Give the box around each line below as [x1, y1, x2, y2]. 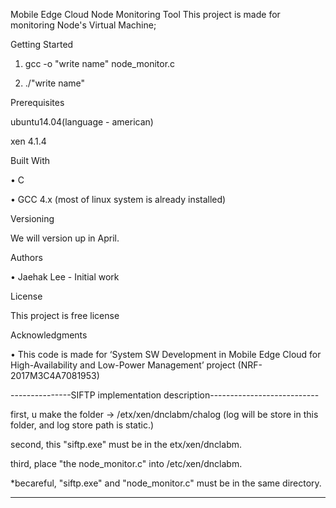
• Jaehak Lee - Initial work [10, 271, 120, 283]
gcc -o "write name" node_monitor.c [24, 58, 176, 69]
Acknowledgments [10, 329, 88, 341]
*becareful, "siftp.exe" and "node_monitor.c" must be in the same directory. [10, 477, 322, 489]
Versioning [10, 213, 55, 224]
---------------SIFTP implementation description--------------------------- [10, 389, 320, 401]
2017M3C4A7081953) [10, 370, 100, 381]
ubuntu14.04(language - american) [10, 116, 154, 128]
